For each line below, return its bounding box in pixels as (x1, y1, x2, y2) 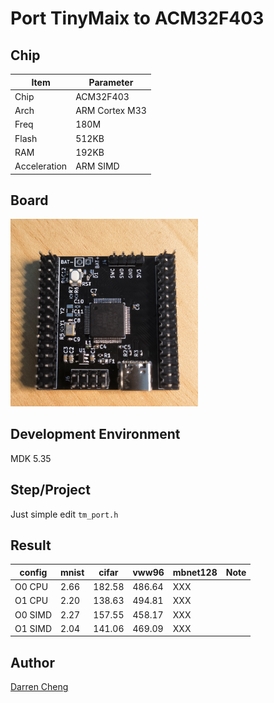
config (19, 566, 48, 578)
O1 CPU (14, 595, 49, 607)
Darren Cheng (10, 681, 69, 693)
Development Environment (10, 426, 181, 443)
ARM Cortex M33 (75, 105, 147, 116)
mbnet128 (172, 566, 218, 578)
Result (10, 537, 52, 554)
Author (10, 654, 55, 671)
